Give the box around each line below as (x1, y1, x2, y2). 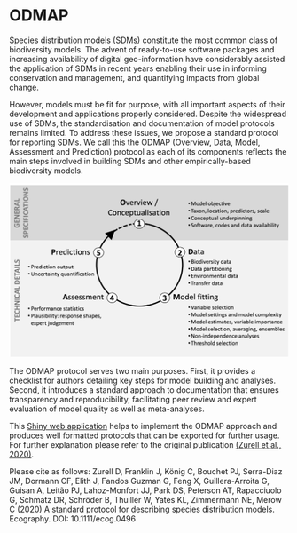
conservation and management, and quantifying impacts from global (9, 72, 260, 83)
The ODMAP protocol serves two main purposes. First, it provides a (9, 366, 256, 377)
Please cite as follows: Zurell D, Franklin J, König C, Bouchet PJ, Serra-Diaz (9, 466, 283, 477)
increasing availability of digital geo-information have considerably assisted (9, 53, 285, 64)
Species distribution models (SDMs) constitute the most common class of (9, 35, 278, 45)
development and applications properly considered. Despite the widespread (9, 108, 287, 119)
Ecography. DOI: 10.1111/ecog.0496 (9, 513, 136, 524)
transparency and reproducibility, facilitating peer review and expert (9, 394, 257, 405)
